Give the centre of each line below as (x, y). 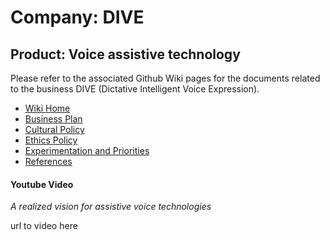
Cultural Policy (54, 129)
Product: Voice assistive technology (125, 54)
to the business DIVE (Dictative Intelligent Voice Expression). (135, 89)
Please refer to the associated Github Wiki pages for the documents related (165, 78)
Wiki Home (47, 108)
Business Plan (53, 119)
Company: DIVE (77, 17)
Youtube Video (42, 184)
